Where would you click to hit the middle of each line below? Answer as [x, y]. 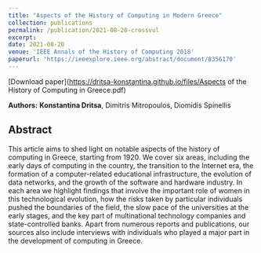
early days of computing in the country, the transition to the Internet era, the [131, 165]
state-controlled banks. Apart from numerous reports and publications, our [129, 224]
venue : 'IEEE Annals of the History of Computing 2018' [101, 52]
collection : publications [50, 23]
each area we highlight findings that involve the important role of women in [129, 190]
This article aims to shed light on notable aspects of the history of [114, 148]
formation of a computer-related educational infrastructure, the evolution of [130, 174]
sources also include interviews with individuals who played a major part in [129, 232]
